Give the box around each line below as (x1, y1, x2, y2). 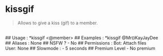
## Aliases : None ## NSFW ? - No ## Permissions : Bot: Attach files (5, 40, 146, 46)
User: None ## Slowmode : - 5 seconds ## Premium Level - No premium (5, 45, 155, 51)
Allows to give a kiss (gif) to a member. (17, 20, 98, 26)
